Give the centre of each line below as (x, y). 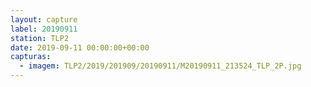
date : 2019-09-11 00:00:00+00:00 (80, 47)
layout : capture (44, 19)
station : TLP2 (40, 38)
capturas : (31, 57)
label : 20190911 (44, 29)
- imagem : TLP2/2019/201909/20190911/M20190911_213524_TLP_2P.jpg (160, 66)
